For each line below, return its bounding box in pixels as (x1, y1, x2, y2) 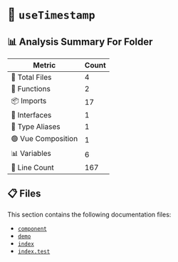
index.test (17, 248, 51, 255)
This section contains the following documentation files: (7, 210, 172, 219)
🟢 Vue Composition (11, 134, 78, 143)
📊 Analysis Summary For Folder (7, 36, 153, 48)
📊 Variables (11, 149, 52, 158)
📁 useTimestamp (7, 6, 95, 23)
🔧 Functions (11, 84, 51, 93)
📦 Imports (11, 96, 47, 105)
